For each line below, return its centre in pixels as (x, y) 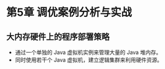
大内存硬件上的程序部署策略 (58, 37)
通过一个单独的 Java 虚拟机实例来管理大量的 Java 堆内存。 (88, 52)
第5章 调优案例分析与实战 (69, 12)
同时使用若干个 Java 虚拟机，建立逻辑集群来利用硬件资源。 (89, 60)
